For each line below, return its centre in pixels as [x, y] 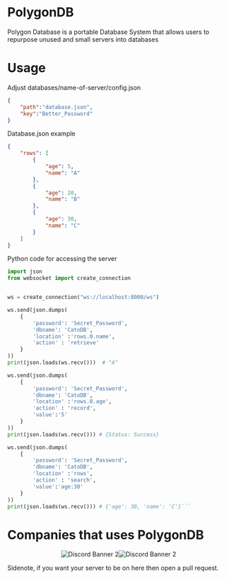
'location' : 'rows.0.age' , [72, 402]
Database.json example [41, 134]
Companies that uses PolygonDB [106, 535]
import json [25, 272]
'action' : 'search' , [65, 480]
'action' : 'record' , [65, 408]
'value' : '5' [50, 415]
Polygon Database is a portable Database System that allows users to [108, 32]
